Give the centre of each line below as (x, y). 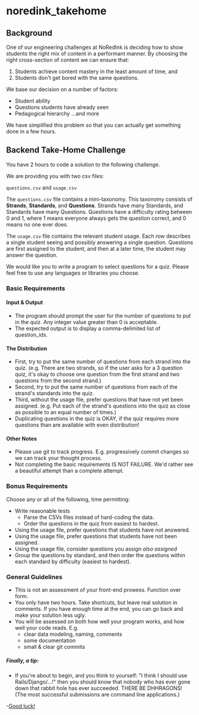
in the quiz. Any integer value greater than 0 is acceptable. (86, 322)
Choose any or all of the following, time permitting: (68, 499)
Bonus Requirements (37, 486)
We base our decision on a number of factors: (62, 89)
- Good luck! (21, 706)
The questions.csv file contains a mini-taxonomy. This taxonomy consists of (99, 199)
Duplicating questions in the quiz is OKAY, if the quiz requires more (97, 419)
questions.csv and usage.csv (42, 187)
